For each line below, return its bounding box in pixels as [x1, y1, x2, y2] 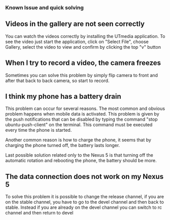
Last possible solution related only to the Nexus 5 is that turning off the [5, 152, 153, 158]
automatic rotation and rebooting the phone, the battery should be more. [5, 158, 157, 164]
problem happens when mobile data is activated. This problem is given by [5, 111, 160, 117]
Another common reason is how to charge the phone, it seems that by [5, 137, 151, 143]
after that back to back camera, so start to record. [5, 78, 110, 84]
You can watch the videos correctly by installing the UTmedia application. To [5, 33, 165, 39]
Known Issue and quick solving [5, 4, 84, 11]
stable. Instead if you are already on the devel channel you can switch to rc [5, 204, 162, 210]
